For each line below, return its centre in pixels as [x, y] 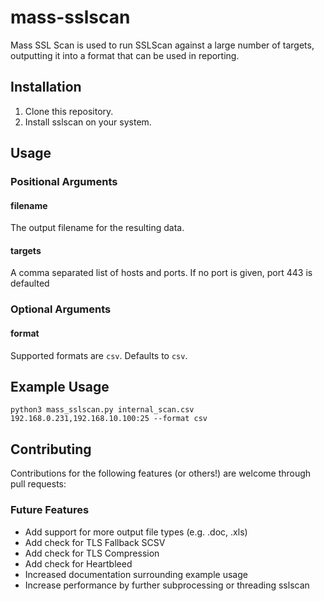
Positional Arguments [64, 182]
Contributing [51, 449]
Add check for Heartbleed [78, 563]
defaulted [30, 283]
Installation [46, 87]
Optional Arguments [61, 309]
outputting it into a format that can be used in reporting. [125, 55]
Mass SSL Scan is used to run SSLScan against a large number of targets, [162, 45]
